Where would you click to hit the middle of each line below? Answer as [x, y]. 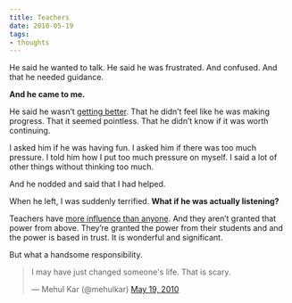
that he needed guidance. [57, 78]
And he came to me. [47, 94]
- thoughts [29, 42]
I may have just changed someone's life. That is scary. [131, 272]
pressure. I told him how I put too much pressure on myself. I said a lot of [143, 158]
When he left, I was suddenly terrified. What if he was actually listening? [144, 201]
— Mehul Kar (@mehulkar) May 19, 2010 [105, 290]
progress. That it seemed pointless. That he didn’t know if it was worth [139, 121]
